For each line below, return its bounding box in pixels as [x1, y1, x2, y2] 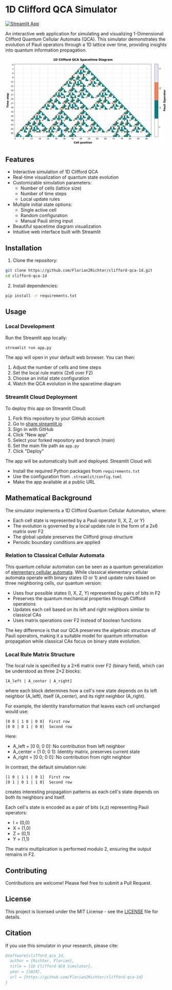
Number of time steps [20, 191, 67, 197]
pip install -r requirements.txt [5, 293, 77, 298]
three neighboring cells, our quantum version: [5, 580, 102, 586]
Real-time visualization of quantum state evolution [12, 174, 119, 180]
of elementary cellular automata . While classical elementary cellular [5, 569, 148, 575]
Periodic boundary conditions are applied [12, 539, 101, 545]
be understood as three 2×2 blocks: [5, 668, 81, 674]
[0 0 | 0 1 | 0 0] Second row [5, 724, 72, 730]
